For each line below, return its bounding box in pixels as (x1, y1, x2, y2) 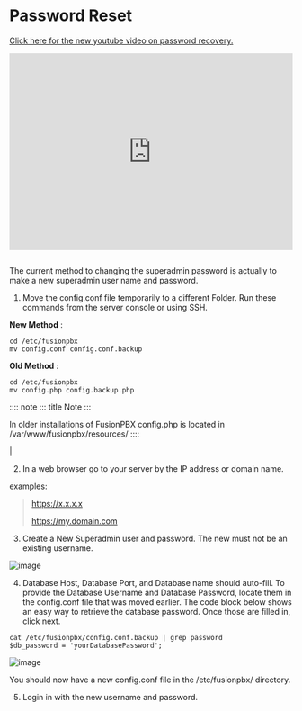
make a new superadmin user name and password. (9, 274, 199, 285)
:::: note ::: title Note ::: (9, 401, 92, 412)
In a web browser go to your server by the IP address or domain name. (22, 463, 285, 473)
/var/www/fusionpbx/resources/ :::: (9, 428, 140, 439)
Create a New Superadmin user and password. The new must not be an (22, 533, 288, 544)
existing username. (22, 542, 93, 553)
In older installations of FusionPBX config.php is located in (9, 418, 225, 429)
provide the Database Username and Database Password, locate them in (22, 587, 292, 598)
